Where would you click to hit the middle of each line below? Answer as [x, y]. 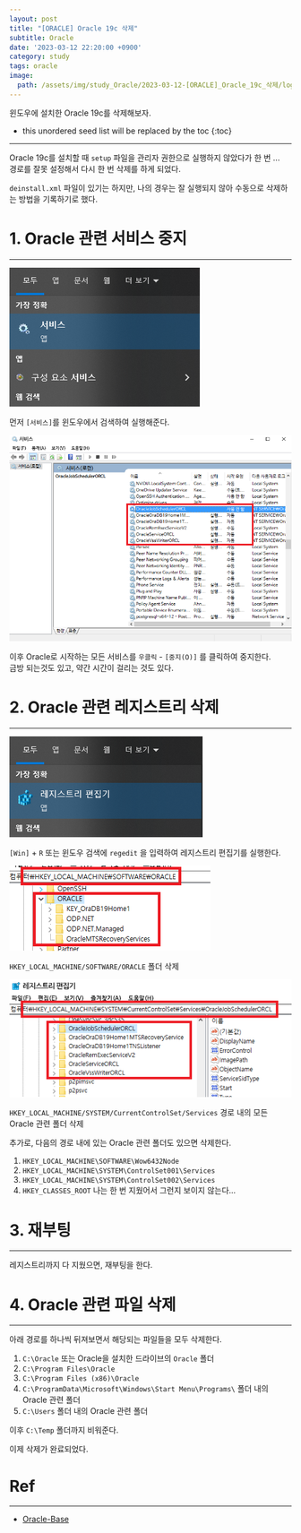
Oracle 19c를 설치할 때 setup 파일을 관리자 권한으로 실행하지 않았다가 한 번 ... [145, 158]
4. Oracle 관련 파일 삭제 [93, 1305]
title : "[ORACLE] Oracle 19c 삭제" [74, 28]
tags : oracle [34, 66]
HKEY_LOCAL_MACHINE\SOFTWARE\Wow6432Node [100, 1162]
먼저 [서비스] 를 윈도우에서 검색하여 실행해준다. [90, 422]
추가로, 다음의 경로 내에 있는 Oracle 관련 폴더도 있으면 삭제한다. [120, 1143]
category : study [39, 57]
